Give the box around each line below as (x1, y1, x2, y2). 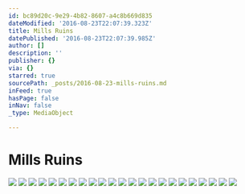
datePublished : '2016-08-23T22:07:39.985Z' (8, 34, 157, 43)
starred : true (8, 72, 56, 80)
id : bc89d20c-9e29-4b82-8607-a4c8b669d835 (8, 11, 153, 20)
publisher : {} (8, 57, 56, 65)
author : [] (8, 42, 45, 50)
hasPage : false (8, 94, 59, 102)
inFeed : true (8, 86, 52, 95)
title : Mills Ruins (8, 27, 74, 35)
